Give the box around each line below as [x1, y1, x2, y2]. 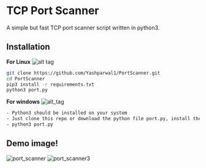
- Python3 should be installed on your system [6, 110, 128, 116]
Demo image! [6, 139, 58, 149]
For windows [6, 98, 40, 105]
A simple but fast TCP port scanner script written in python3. [6, 24, 160, 31]
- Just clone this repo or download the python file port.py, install [6, 116, 191, 122]
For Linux [6, 58, 31, 65]
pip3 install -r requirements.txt [6, 81, 95, 88]
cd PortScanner [6, 75, 45, 82]
